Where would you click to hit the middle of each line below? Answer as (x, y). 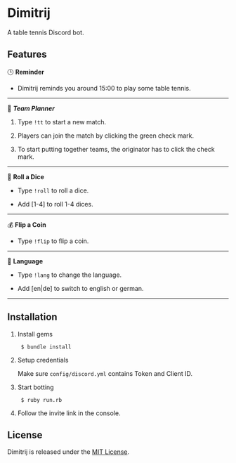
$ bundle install (46, 347)
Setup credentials (43, 360)
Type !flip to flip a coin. (53, 241)
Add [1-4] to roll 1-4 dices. (55, 204)
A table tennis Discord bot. (46, 32)
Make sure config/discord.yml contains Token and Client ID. (105, 373)
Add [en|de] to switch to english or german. (80, 288)
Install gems (35, 334)
